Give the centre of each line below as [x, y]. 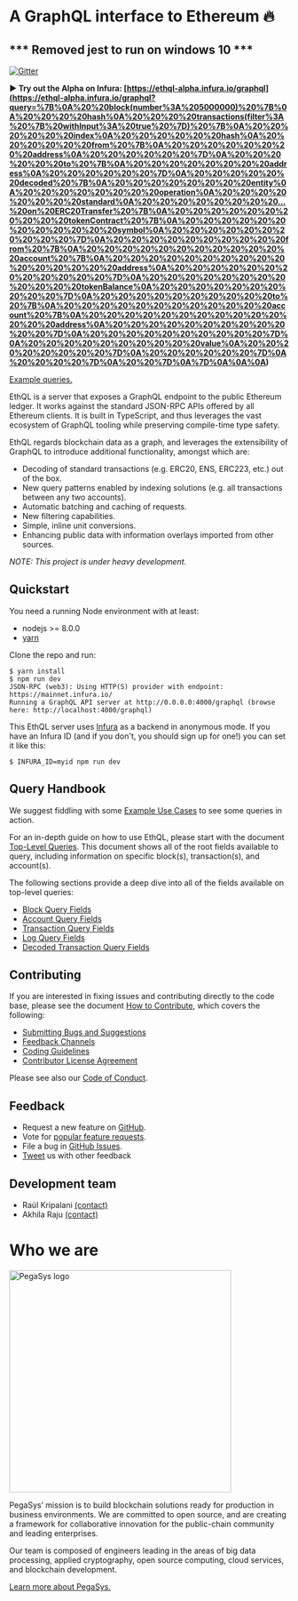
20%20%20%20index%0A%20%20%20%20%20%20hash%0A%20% [147, 136]
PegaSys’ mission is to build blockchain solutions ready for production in [142, 1505]
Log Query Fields [54, 937]
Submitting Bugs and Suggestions [84, 1032]
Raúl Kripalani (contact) [65, 1205]
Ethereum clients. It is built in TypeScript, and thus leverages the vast [135, 416]
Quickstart [39, 590]
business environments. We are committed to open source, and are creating [148, 1514]
